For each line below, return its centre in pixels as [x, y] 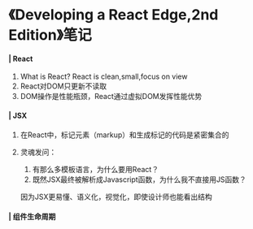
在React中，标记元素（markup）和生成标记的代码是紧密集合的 [124, 135]
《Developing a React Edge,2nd [113, 15]
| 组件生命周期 [32, 217]
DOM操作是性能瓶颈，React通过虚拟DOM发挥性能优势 [111, 97]
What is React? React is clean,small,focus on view [104, 76]
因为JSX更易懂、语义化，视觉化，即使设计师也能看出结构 [116, 197]
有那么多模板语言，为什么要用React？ [96, 169]
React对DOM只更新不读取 [63, 86]
